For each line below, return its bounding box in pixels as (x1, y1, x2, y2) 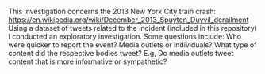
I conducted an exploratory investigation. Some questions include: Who (8, 31, 242, 41)
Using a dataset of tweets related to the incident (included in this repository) (8, 24, 258, 32)
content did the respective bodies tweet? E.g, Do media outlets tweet (8, 49, 234, 57)
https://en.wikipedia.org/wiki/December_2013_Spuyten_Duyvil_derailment (8, 15, 249, 24)
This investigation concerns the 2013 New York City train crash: (8, 7, 217, 16)
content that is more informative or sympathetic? (8, 57, 167, 66)
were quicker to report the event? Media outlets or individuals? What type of (8, 40, 257, 50)
